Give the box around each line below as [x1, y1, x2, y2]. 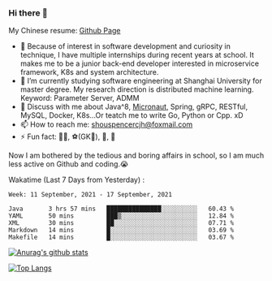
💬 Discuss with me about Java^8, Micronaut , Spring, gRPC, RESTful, [19, 102, 248, 112]
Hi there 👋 [8, 7, 49, 19]
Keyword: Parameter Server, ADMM [19, 93, 140, 103]
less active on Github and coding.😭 [8, 159, 129, 169]
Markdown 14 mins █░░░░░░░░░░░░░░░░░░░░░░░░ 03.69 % [8, 227, 234, 235]
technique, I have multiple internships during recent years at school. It [19, 50, 254, 60]
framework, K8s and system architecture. [19, 67, 159, 77]
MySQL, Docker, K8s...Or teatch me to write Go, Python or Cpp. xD [19, 110, 244, 120]
